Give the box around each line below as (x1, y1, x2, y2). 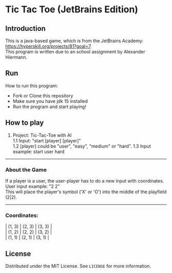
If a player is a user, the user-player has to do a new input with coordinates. (5, 177, 164, 184)
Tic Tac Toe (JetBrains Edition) (5, 4, 138, 15)
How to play (5, 118, 44, 127)
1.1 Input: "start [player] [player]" (12, 137, 81, 143)
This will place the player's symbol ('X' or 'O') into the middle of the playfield (5, 189, 167, 195)
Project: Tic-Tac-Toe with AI (12, 132, 72, 138)
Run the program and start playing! (12, 103, 87, 110)
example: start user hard (12, 148, 65, 155)
